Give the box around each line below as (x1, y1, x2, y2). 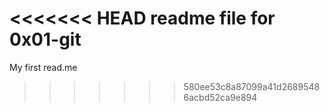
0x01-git (9, 28, 82, 51)
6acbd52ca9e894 (183, 91, 258, 103)
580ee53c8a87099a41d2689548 (183, 80, 321, 92)
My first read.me (9, 61, 78, 73)
